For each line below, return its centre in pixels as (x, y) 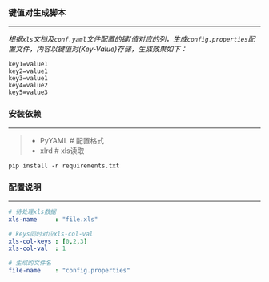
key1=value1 (28, 64)
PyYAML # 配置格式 (72, 140)
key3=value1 (28, 79)
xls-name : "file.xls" (53, 219)
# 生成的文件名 (30, 263)
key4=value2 (28, 86)
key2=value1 (28, 71)
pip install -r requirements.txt (64, 166)
